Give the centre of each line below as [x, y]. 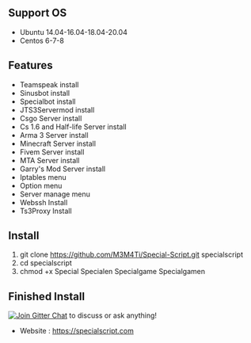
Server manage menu [55, 194]
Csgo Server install [51, 118]
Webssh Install [44, 202]
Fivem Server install [52, 152]
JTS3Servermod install [57, 109]
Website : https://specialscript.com [77, 331]
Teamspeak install [49, 84]
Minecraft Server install [58, 143]
